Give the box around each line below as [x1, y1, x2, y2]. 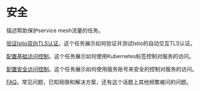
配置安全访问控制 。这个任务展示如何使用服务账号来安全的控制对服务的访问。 [6, 65, 198, 73]
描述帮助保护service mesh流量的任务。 [6, 27, 104, 34]
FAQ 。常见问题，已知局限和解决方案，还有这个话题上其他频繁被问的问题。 [6, 78, 192, 86]
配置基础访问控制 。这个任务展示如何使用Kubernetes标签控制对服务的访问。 [6, 52, 195, 59]
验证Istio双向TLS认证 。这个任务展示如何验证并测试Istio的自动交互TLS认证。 [6, 39, 196, 47]
